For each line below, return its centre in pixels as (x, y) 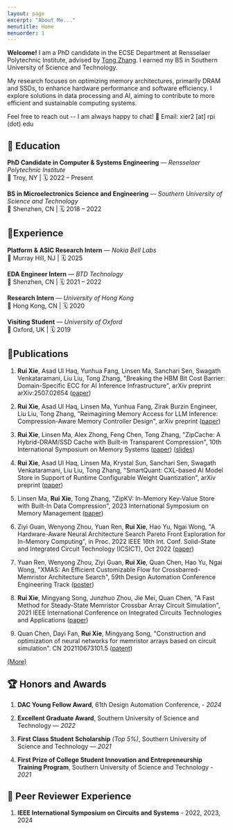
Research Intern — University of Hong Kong (70, 298)
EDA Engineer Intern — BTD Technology (65, 274)
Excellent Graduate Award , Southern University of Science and (108, 718)
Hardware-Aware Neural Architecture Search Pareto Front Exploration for (121, 534)
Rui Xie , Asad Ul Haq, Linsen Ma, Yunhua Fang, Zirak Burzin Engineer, (117, 406)
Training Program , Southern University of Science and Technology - (115, 767)
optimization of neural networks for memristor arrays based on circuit (116, 640)
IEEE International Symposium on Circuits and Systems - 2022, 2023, (119, 813)
